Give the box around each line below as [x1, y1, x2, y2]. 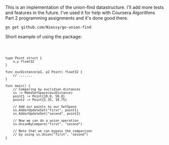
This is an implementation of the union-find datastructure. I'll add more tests [5, 5, 164, 10]
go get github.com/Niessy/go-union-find [5, 25, 92, 30]
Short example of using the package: [5, 34, 82, 39]
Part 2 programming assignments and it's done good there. [5, 15, 129, 21]
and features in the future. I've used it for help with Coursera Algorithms [5, 10, 155, 16]
